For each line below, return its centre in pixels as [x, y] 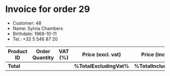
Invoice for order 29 [48, 9]
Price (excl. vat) [102, 54]
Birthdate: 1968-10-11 [35, 33]
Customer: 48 [27, 23]
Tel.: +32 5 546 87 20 [35, 39]
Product [18, 51]
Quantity [43, 57]
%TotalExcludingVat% [102, 66]
